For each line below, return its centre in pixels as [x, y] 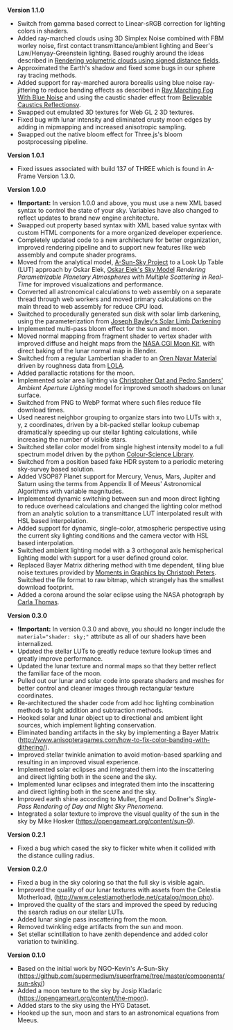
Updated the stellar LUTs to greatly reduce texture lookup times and [114, 651]
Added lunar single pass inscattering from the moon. [92, 919]
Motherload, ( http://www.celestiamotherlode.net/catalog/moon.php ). [115, 897]
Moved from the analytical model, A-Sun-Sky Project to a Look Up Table [120, 262]
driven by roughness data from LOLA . [71, 365]
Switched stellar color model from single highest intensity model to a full [120, 447]
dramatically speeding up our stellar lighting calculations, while [107, 432]
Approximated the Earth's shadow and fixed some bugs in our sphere [116, 68]
